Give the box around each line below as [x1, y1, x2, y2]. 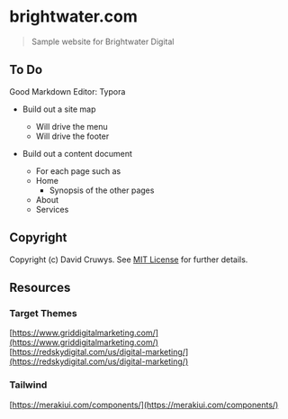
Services [35, 204, 69, 214]
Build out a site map [22, 104, 96, 114]
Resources [9, 279, 71, 295]
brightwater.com [9, 6, 138, 27]
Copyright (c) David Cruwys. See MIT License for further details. [9, 254, 248, 265]
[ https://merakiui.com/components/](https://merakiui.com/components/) [9, 399, 279, 410]
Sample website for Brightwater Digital [31, 36, 175, 47]
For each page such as [35, 165, 121, 177]
